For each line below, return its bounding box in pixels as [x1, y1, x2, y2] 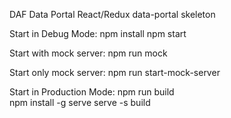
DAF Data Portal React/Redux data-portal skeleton [9, 9, 216, 20]
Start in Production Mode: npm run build [9, 86, 175, 98]
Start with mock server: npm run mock [9, 47, 168, 59]
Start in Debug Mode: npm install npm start [9, 28, 187, 39]
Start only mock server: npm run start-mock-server [9, 67, 221, 78]
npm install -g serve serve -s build [9, 97, 151, 108]
